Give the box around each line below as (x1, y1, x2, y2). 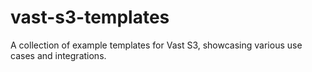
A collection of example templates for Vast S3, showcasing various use (10, 39, 303, 51)
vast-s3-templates (10, 6, 170, 29)
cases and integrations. (10, 49, 107, 61)
